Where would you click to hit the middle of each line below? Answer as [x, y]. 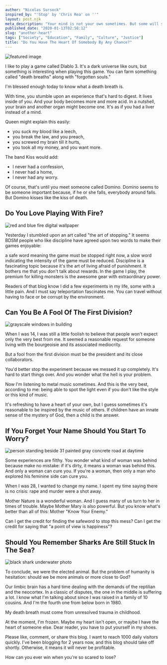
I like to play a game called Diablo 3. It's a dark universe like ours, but [76, 66]
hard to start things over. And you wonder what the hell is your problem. [79, 374]
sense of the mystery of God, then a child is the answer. [62, 415]
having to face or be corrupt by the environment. [55, 297]
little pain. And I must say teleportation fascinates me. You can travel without [83, 291]
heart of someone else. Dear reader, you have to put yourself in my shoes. [81, 627]
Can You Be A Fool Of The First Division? [69, 312]
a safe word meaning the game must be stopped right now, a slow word [79, 255]
